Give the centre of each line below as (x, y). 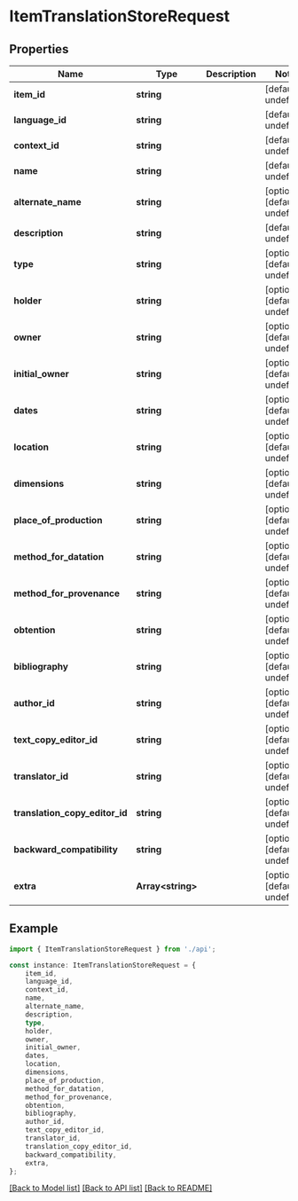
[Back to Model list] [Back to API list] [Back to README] (111, 1188)
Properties (39, 49)
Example (34, 929)
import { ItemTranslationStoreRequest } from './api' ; (113, 949)
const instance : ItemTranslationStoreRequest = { (103, 965)
